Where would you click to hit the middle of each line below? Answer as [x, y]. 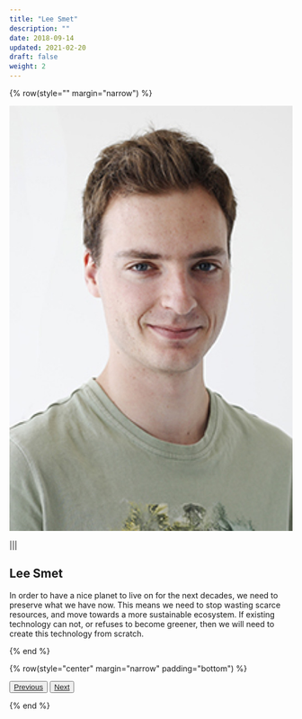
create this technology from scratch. [77, 634]
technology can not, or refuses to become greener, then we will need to [142, 624]
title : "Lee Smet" [44, 19]
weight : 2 [28, 67]
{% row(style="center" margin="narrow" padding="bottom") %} [129, 668]
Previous [28, 687]
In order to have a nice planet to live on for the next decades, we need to [144, 595]
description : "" [40, 28]
